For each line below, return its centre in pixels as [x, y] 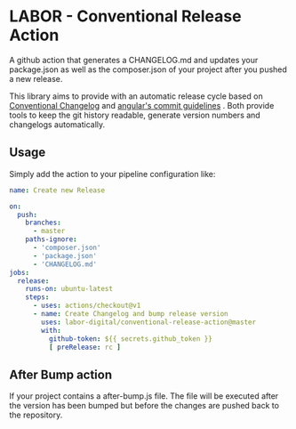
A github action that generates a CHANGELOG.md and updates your [134, 60]
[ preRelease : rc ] [85, 347]
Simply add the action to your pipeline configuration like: [112, 174]
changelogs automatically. [57, 124]
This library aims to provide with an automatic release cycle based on [136, 96]
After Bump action [61, 374]
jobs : [19, 272]
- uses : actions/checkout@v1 [87, 306]
